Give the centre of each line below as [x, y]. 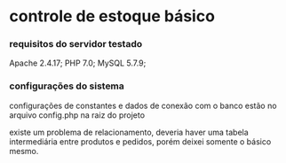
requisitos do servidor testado [76, 44]
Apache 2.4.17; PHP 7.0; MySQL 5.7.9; [78, 63]
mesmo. [24, 151]
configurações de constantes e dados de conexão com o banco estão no [143, 105]
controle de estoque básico [112, 16]
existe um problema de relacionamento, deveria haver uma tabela [129, 132]
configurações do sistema [67, 86]
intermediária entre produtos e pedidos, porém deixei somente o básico [140, 141]
